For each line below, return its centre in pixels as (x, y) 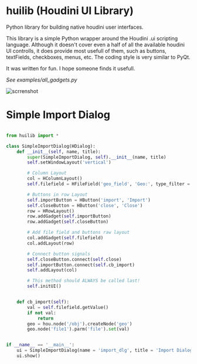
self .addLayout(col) (52, 270)
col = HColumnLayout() (55, 179)
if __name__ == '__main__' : (40, 345)
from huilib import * (33, 135)
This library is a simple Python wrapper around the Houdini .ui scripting (92, 38)
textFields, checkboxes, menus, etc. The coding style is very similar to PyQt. (98, 57)
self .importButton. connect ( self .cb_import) (81, 265)
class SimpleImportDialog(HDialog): (51, 146)
